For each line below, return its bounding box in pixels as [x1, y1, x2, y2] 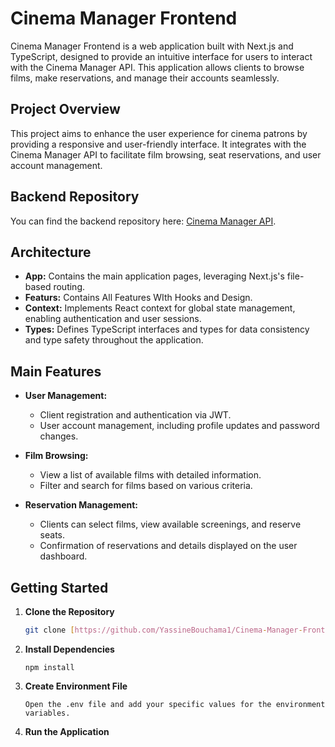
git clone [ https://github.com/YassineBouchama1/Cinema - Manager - [24, 625, 303, 635]
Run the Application [24, 725, 110, 737]
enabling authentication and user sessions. [24, 313, 202, 325]
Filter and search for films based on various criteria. [39, 480, 253, 492]
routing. [53, 281, 86, 293]
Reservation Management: [24, 499, 139, 511]
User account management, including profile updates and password [39, 420, 320, 432]
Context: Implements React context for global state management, [24, 302, 296, 314]
